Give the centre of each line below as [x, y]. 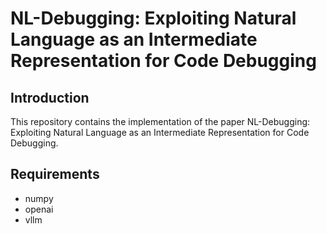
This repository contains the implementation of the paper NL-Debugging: [160, 121]
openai [39, 209]
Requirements [55, 174]
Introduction [50, 97]
